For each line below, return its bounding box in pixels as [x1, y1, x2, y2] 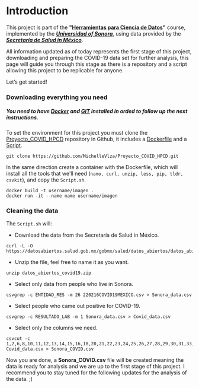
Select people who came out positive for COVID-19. [14, 303, 141, 310]
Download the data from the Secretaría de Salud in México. [14, 231, 159, 238]
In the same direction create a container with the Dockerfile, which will [6, 163, 178, 170]
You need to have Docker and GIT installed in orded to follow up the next [6, 108, 188, 115]
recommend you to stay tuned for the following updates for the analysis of [6, 369, 187, 376]
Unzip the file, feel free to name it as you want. [14, 259, 129, 266]
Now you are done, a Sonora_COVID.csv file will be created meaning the [6, 357, 184, 364]
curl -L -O [6, 243, 33, 249]
